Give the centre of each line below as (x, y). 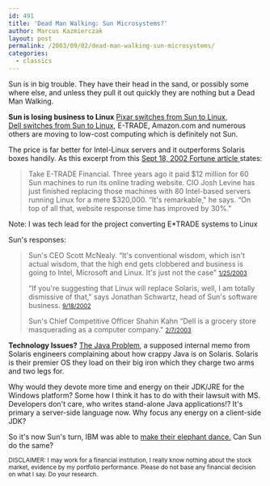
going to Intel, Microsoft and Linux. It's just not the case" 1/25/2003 (138, 273)
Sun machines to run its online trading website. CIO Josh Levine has (141, 182)
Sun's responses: (37, 239)
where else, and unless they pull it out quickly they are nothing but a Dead (132, 92)
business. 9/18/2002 (59, 305)
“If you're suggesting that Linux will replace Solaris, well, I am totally (141, 288)
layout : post (30, 38)
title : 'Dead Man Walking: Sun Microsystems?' (88, 23)
